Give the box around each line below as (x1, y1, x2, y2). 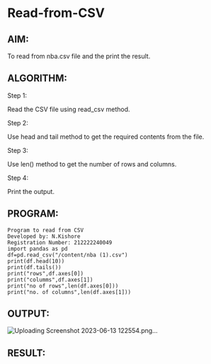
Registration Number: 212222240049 (7, 239, 113, 246)
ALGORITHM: (7, 72, 67, 84)
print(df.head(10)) (7, 257, 65, 265)
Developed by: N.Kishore (7, 232, 81, 240)
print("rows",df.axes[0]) (7, 270, 84, 277)
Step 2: (7, 118, 28, 127)
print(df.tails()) (7, 263, 62, 271)
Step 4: (7, 174, 29, 182)
